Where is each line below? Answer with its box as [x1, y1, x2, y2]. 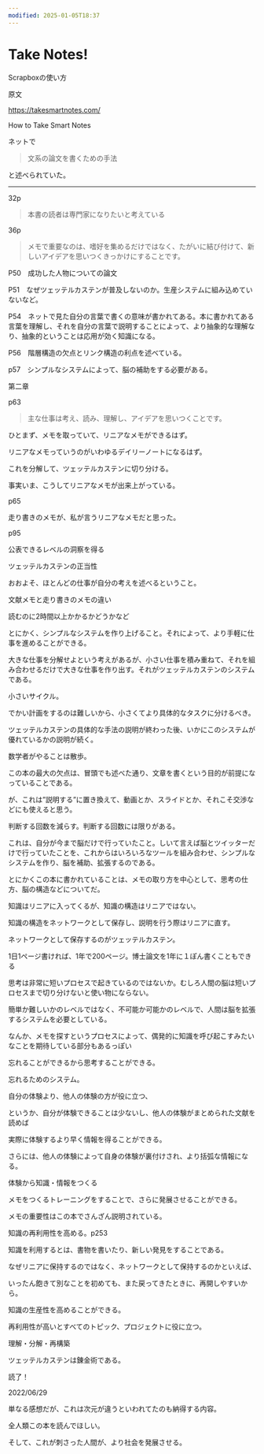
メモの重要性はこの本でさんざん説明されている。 [8, 1211, 167, 1221]
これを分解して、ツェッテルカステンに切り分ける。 [8, 463, 173, 473]
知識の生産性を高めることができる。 [8, 1305, 126, 1315]
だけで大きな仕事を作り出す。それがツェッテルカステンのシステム [42, 664, 255, 674]
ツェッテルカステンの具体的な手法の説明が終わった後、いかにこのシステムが [8, 724, 255, 734]
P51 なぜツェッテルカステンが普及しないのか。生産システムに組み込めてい [8, 284, 253, 294]
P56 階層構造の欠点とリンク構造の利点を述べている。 [8, 348, 186, 357]
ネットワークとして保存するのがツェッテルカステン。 [8, 935, 180, 944]
